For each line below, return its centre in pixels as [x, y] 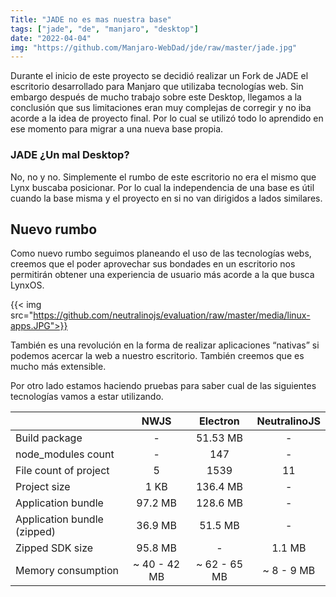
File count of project [62, 471]
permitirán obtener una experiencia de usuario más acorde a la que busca [162, 275]
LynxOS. [27, 285]
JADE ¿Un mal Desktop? [70, 155]
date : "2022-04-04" [51, 38]
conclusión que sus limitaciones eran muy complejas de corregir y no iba [161, 108]
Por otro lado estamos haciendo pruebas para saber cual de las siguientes [163, 386]
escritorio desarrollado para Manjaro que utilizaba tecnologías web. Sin [157, 87]
